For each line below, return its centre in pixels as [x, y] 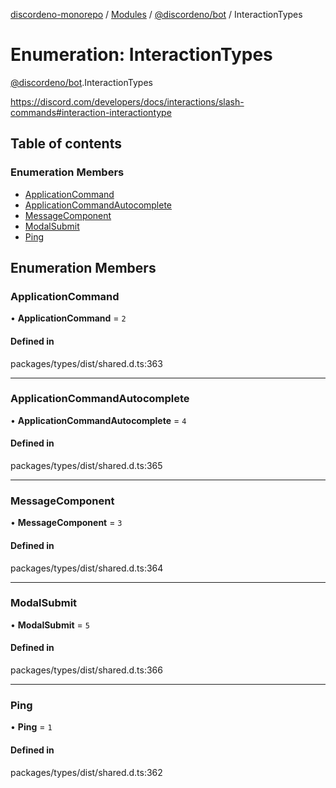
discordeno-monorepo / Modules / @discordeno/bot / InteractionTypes [156, 14]
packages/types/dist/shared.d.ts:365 [86, 466]
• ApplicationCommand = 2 [68, 318]
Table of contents [66, 144]
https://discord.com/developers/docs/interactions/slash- [127, 101]
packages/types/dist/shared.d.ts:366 [86, 670]
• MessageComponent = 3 [66, 523]
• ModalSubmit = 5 [50, 625]
